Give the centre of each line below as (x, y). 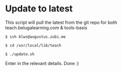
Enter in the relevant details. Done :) (42, 63)
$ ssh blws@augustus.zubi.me (35, 37)
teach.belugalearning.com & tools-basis (46, 27)
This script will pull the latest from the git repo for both (61, 22)
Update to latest (39, 9)
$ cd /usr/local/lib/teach (33, 45)
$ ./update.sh (20, 54)
